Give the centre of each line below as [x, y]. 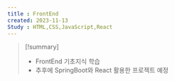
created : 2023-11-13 [38, 20]
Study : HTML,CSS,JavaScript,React [60, 27]
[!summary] [42, 47]
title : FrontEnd [33, 14]
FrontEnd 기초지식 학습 [68, 61]
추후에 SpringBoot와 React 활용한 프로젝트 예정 [102, 70]
